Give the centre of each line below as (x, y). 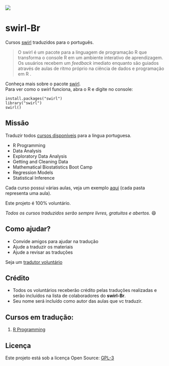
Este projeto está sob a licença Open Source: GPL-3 (60, 358)
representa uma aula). (29, 193)
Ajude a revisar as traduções (43, 252)
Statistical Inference (34, 178)
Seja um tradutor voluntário (34, 262)
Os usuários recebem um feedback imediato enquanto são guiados (88, 63)
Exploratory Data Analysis (40, 156)
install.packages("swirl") (34, 99)
